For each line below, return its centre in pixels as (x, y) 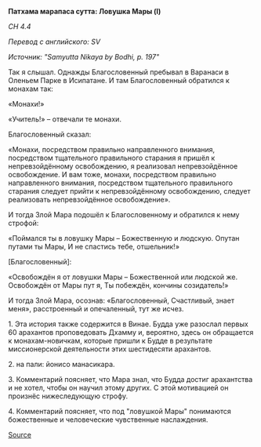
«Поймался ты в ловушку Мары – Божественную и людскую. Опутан (124, 238)
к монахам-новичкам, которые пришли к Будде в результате (111, 341)
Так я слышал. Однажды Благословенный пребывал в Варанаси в (119, 72)
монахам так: (31, 89)
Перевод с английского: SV (54, 42)
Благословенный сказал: (50, 134)
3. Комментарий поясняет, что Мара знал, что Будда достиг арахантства (130, 379)
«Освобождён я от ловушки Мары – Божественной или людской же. (123, 277)
